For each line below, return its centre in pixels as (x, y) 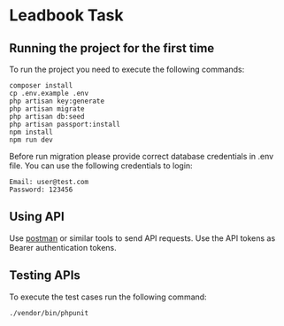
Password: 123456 (41, 190)
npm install (31, 132)
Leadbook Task (66, 16)
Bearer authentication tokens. (63, 247)
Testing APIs (45, 276)
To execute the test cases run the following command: (108, 297)
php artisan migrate (47, 109)
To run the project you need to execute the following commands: (127, 69)
